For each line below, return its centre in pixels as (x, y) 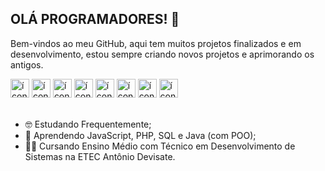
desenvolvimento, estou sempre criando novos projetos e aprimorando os (162, 54)
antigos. (27, 64)
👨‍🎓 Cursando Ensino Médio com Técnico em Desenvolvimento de (160, 146)
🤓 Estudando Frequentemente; (88, 124)
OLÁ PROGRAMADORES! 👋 (95, 19)
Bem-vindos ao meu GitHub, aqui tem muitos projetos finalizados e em (156, 43)
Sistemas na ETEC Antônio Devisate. (100, 156)
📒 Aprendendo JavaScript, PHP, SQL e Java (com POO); (140, 135)
